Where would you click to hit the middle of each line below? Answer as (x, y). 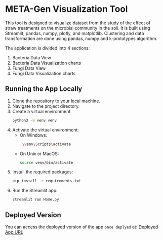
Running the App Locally (44, 89)
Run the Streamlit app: (35, 191)
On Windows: (33, 135)
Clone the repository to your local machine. (56, 101)
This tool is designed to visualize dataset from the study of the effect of (78, 23)
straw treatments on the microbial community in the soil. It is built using (78, 28)
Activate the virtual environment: (45, 130)
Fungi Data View (29, 68)
